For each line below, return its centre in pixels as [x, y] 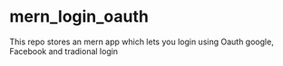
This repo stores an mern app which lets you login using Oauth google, [141, 42]
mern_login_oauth [79, 17]
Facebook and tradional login [64, 51]
